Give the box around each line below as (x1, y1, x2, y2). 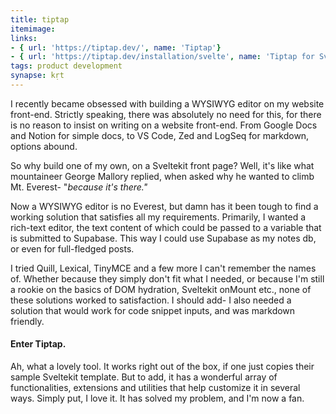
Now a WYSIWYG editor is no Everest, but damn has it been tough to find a (10, 200, 319, 212)
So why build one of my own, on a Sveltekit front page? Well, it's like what (10, 159, 315, 171)
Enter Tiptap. (10, 338, 67, 350)
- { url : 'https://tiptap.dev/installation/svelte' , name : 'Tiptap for (10, 52, 315, 62)
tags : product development (10, 61, 123, 71)
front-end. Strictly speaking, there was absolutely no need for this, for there (10, 108, 322, 120)
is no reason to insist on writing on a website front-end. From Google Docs (10, 119, 318, 131)
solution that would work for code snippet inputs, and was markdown (10, 304, 296, 316)
